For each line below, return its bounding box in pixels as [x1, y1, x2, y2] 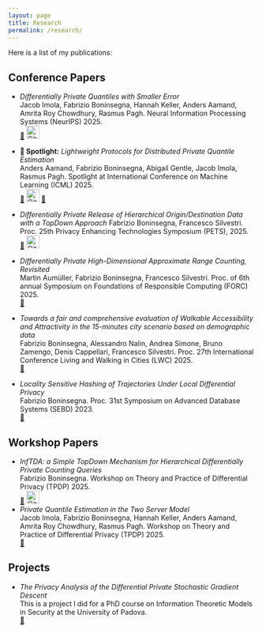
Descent [19, 590, 47, 600]
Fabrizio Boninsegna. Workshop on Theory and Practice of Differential [19, 473, 249, 483]
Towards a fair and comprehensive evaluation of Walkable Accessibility [19, 314, 254, 323]
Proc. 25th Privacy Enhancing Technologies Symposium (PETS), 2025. [19, 227, 249, 236]
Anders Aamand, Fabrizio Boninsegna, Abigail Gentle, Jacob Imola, [19, 164, 238, 173]
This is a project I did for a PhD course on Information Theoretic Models [19, 598, 253, 609]
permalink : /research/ [8, 26, 83, 34]
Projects [8, 561, 51, 575]
